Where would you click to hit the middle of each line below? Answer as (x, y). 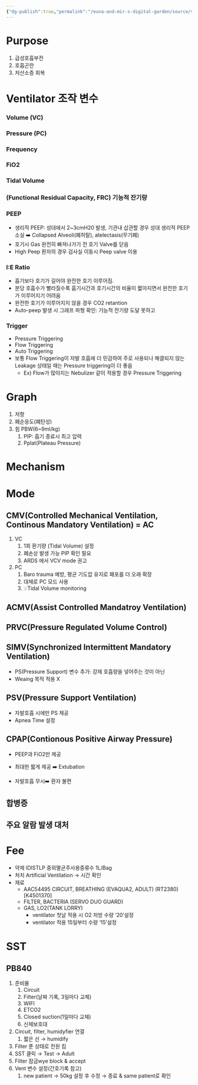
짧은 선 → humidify (46, 1039)
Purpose (27, 40)
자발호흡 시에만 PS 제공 (42, 713)
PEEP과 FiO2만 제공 (38, 754)
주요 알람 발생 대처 (37, 825)
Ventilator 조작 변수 (52, 99)
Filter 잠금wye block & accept (50, 1061)
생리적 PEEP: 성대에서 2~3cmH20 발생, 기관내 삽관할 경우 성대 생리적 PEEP (102, 227)
